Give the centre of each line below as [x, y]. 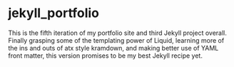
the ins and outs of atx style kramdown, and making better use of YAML [113, 48]
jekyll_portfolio [54, 13]
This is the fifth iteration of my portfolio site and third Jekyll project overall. [117, 33]
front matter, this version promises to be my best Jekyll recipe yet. [105, 56]
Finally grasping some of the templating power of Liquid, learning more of [116, 40]
